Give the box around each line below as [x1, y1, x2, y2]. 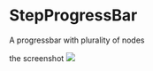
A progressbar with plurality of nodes [9, 35, 145, 45]
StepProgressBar [9, 5, 138, 26]
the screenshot [9, 52, 65, 63]
